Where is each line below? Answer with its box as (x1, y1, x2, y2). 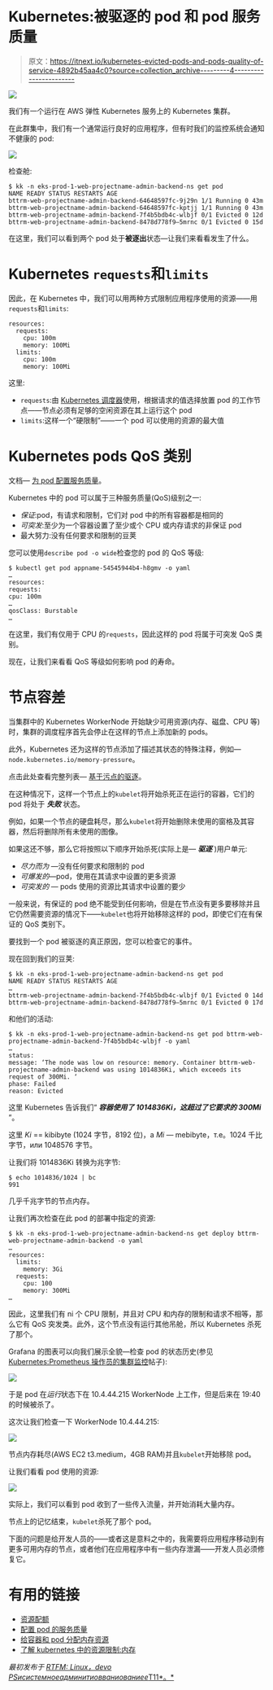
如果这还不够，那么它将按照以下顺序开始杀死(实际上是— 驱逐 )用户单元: (8, 843, 248, 853)
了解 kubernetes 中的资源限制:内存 (19, 1644, 136, 1654)
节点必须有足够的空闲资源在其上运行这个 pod (41, 405, 193, 415)
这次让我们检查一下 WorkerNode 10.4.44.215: (8, 1416, 160, 1426)
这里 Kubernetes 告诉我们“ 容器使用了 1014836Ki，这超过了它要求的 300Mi (8, 1102, 262, 1112)
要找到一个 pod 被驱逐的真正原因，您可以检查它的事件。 (8, 936, 197, 946)
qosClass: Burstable (8, 606, 79, 615)
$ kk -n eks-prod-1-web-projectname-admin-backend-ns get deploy (8, 1229, 234, 1237)
